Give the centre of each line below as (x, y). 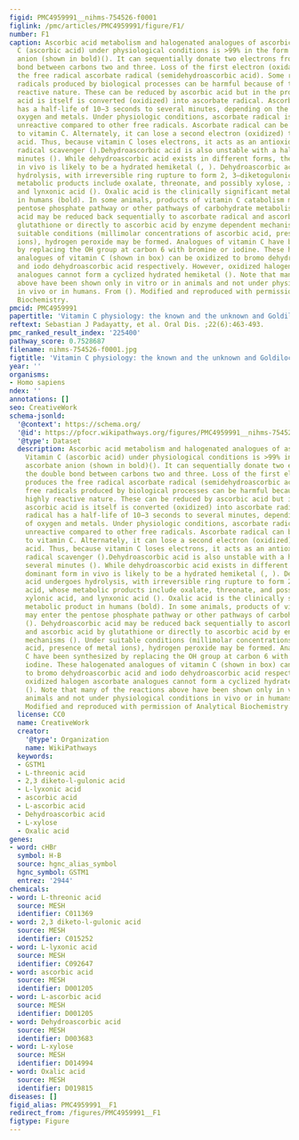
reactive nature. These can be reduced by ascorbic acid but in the (147, 92)
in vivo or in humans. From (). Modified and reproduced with (135, 291)
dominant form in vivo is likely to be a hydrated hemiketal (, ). (153, 574)
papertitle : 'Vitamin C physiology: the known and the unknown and (137, 316)
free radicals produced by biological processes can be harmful (147, 491)
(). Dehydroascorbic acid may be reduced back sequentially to (145, 623)
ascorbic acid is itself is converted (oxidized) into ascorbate (149, 507)
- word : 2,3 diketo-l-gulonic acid (75, 922)
